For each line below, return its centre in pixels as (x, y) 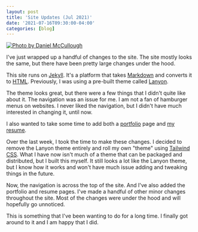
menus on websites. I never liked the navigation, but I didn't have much (94, 106)
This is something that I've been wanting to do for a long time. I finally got (97, 216)
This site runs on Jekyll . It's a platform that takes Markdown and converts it (99, 75)
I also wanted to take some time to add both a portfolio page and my (91, 124)
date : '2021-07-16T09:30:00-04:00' (51, 23)
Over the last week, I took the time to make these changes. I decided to (94, 142)
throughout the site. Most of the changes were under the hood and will (94, 198)
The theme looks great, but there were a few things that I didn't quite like (96, 93)
